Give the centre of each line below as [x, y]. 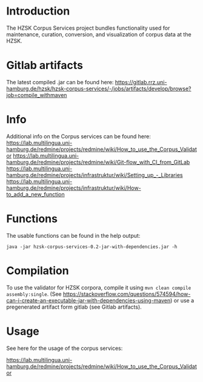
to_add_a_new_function [35, 194]
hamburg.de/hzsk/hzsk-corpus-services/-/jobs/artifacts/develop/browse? [99, 89]
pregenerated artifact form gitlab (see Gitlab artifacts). [74, 307]
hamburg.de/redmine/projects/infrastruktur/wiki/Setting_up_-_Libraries [95, 175]
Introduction [38, 11]
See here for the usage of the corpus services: [65, 348]
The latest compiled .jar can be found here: [60, 82]
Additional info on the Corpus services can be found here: [79, 136]
